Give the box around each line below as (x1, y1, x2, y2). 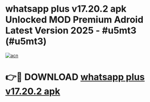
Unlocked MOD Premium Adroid (5, 14, 144, 25)
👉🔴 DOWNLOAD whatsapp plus (5, 71, 145, 83)
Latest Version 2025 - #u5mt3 (5, 25, 137, 36)
